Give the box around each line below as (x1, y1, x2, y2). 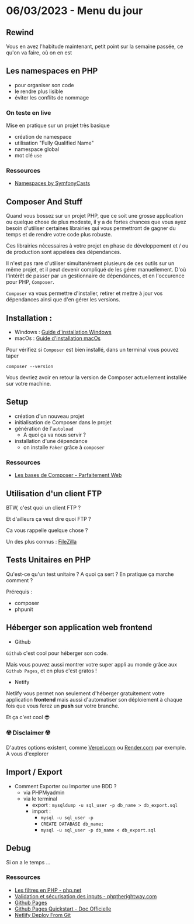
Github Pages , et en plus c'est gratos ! (6, 667, 98, 674)
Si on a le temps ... (6, 858, 51, 865)
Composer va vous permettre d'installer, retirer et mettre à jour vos (6, 290, 163, 297)
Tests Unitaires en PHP (6, 555, 91, 565)
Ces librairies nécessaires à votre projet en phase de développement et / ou (6, 242, 189, 249)
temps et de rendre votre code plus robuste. (6, 231, 112, 238)
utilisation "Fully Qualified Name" (14, 139, 94, 147)
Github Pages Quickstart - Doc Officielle (14, 905, 112, 912)
